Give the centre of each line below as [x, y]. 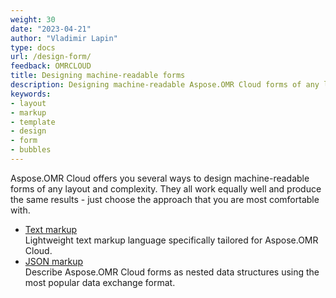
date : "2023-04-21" [51, 29]
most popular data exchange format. [100, 282]
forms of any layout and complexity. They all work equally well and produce [166, 188]
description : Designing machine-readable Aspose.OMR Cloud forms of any [165, 85]
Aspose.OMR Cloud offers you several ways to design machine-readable [160, 178]
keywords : [31, 94]
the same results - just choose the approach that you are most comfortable [165, 199]
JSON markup [54, 261]
